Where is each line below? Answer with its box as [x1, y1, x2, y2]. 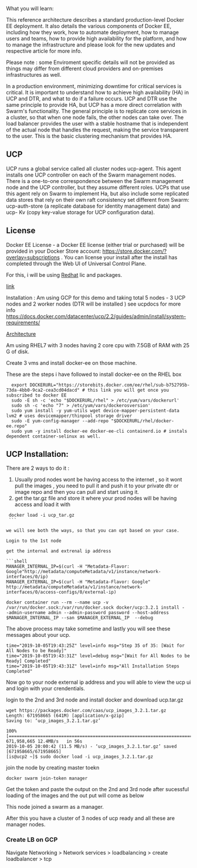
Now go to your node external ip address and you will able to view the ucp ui [6, 679, 191, 686]
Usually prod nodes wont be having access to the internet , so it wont [14, 476, 182, 483]
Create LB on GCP [6, 836, 58, 844]
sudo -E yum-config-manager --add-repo [11, 418, 109, 424]
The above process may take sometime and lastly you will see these [6, 625, 171, 632]
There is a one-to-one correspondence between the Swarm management [6, 177, 184, 184]
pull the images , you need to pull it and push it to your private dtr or [14, 482, 179, 489]
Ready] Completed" [6, 658, 51, 664]
